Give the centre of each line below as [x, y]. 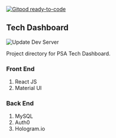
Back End [20, 104]
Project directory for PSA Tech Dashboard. [59, 53]
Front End [21, 69]
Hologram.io [30, 129]
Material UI [28, 88]
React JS [26, 82]
